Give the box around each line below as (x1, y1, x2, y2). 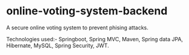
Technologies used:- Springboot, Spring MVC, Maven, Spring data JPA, (6, 35, 184, 42)
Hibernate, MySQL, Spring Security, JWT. (6, 42, 110, 49)
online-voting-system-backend (6, 4, 168, 18)
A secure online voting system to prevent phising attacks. (6, 24, 149, 31)
